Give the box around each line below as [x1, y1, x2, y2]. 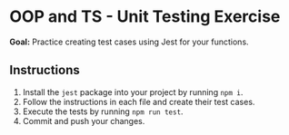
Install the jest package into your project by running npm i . [22, 86, 244, 97]
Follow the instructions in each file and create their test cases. [22, 96, 255, 107]
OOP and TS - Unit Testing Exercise [9, 6, 281, 27]
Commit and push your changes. [22, 115, 145, 126]
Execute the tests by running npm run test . [22, 106, 184, 117]
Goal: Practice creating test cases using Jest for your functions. [9, 36, 249, 47]
